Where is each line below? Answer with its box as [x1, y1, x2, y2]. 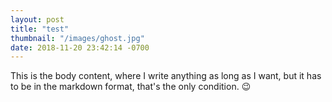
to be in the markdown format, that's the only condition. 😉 [10, 81, 252, 93]
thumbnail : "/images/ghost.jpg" [10, 33, 145, 43]
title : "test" [10, 24, 70, 34]
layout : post [10, 14, 65, 25]
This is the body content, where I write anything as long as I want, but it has [10, 70, 322, 82]
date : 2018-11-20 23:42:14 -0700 [10, 42, 150, 53]
